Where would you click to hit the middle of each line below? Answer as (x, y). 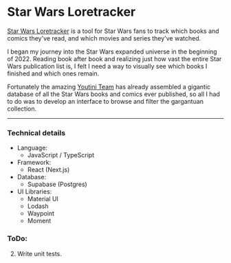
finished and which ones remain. (53, 73)
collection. (22, 108)
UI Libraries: (34, 192)
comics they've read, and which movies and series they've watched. (104, 38)
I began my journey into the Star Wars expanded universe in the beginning (112, 52)
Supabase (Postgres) (57, 184)
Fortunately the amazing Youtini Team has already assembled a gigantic (109, 87)
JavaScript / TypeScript (61, 155)
